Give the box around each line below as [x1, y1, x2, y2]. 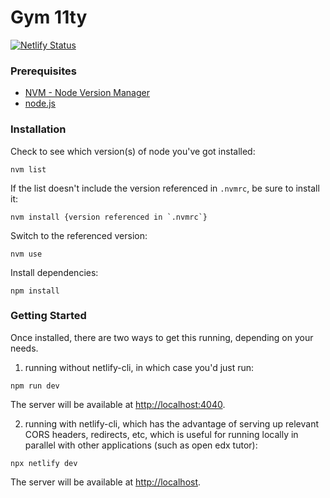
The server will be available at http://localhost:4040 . [10, 398, 226, 410]
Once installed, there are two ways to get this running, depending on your [10, 331, 314, 343]
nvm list [10, 164, 47, 175]
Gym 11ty [10, 6, 88, 29]
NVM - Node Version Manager [24, 87, 151, 99]
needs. [10, 342, 39, 354]
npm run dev [10, 381, 60, 391]
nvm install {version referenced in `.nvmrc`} [10, 212, 208, 222]
